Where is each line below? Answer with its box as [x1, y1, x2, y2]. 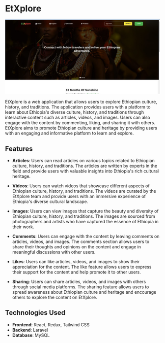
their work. [12, 224, 34, 230]
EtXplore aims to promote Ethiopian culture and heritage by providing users [5, 125, 158, 131]
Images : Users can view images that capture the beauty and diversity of [12, 208, 159, 214]
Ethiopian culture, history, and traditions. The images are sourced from [12, 213, 156, 219]
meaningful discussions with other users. [12, 249, 96, 255]
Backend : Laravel [12, 327, 48, 333]
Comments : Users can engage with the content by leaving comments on [12, 233, 160, 239]
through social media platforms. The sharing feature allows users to [12, 284, 149, 290]
